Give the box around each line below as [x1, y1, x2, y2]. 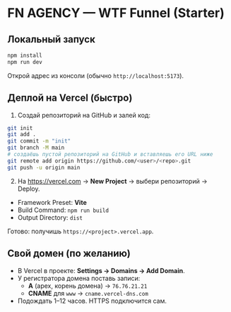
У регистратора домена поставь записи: [17, 274, 141, 282]
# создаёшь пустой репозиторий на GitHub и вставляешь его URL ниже [7, 151, 213, 158]
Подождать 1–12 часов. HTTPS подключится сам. [17, 296, 167, 305]
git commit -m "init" [7, 138, 71, 145]
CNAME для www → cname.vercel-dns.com [28, 289, 148, 297]
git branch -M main [7, 144, 65, 152]
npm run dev [7, 58, 42, 65]
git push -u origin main [7, 164, 81, 171]
